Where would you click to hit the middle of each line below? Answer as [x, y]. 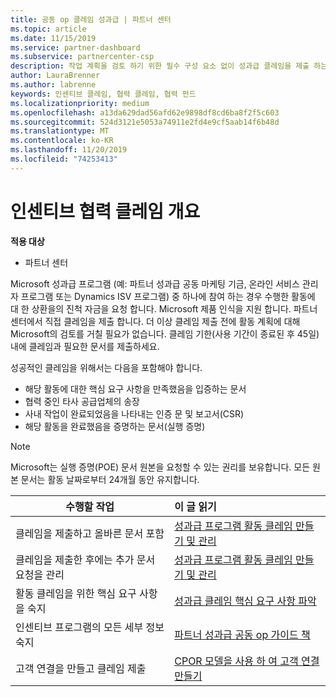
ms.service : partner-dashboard [75, 47]
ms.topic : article [48, 29]
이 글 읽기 [195, 506]
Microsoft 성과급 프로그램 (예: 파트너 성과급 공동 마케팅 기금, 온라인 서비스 [155, 283]
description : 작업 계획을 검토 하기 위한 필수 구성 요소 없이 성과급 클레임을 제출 [160, 66]
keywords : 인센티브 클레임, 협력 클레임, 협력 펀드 [103, 94]
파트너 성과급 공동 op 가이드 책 [242, 634]
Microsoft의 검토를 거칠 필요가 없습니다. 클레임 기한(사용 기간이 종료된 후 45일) [165, 333]
